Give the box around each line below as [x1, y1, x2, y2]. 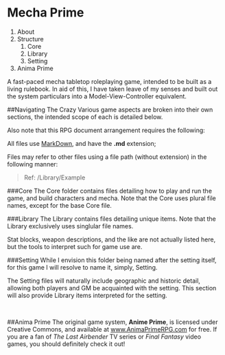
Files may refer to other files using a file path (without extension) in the [7, 153, 207, 161]
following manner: [7, 160, 58, 168]
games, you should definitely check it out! [7, 339, 126, 348]
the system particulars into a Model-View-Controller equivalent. [7, 92, 187, 100]
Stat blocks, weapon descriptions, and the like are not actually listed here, [7, 235, 216, 244]
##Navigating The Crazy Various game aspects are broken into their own [7, 105, 213, 114]
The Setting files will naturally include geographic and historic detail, [7, 277, 201, 285]
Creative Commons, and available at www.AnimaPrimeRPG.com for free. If [7, 325, 217, 333]
